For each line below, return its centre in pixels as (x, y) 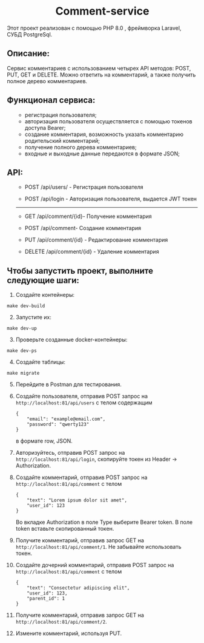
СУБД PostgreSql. (30, 34)
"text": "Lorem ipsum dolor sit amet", (77, 500)
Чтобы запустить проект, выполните (80, 270)
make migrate (23, 373)
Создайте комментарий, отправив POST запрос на (81, 477)
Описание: (28, 54)
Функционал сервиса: (51, 100)
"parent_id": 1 (46, 599)
